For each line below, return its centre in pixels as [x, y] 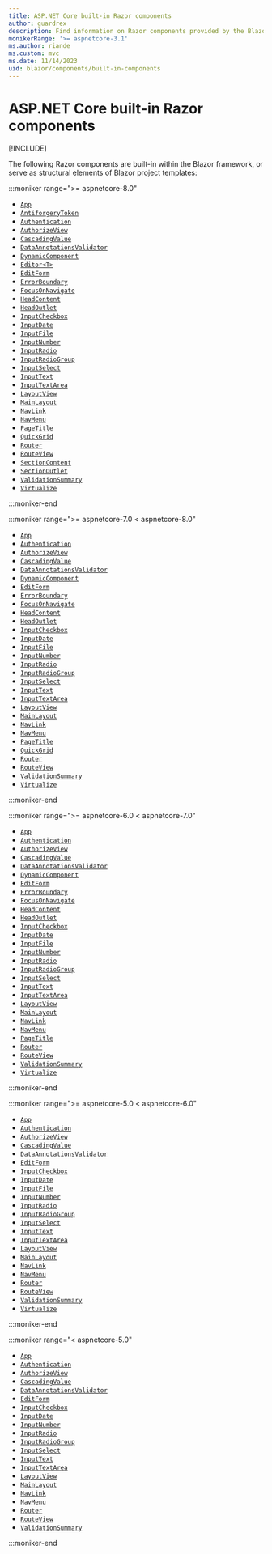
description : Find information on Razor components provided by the [126, 31]
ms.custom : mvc [34, 53]
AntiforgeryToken [49, 213]
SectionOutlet [44, 471]
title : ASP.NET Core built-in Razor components [90, 16]
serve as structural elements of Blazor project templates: [103, 172]
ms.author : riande [39, 46]
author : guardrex [38, 23]
